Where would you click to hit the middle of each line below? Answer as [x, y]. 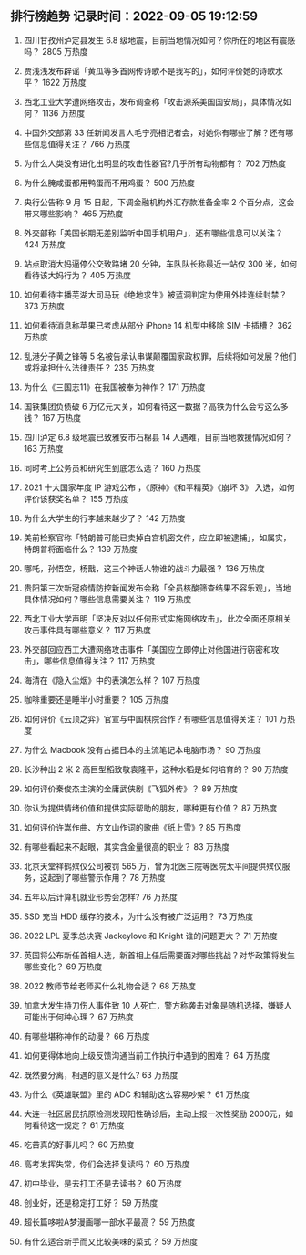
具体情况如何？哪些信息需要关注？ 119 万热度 [107, 599]
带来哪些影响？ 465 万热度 [73, 214]
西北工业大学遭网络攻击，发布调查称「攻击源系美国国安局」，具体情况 [153, 101]
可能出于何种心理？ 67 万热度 [79, 1017]
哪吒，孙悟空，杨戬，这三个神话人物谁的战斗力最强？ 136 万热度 [144, 568]
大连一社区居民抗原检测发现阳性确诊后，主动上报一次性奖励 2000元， [154, 1114]
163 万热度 [43, 448]
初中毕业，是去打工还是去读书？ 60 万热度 [103, 1183]
